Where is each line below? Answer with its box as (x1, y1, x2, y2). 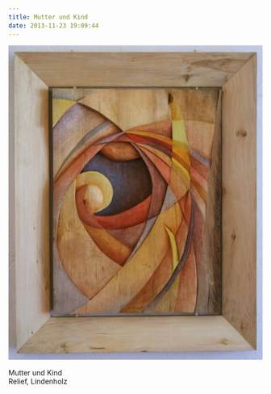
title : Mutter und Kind (8, 13, 89, 21)
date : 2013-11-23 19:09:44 (8, 21, 99, 30)
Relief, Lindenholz (8, 376, 68, 386)
